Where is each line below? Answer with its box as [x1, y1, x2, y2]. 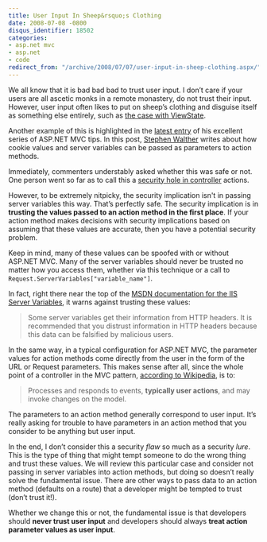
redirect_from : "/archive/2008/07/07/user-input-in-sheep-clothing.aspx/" [8, 64, 261, 72]
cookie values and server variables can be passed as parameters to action [8, 142, 252, 152]
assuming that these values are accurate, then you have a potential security [8, 224, 256, 234]
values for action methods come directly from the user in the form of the [8, 353, 245, 362]
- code [8, 56, 30, 64]
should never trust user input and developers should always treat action [8, 516, 248, 525]
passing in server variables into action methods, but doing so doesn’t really [8, 467, 254, 477]
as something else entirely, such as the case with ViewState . [8, 110, 207, 120]
